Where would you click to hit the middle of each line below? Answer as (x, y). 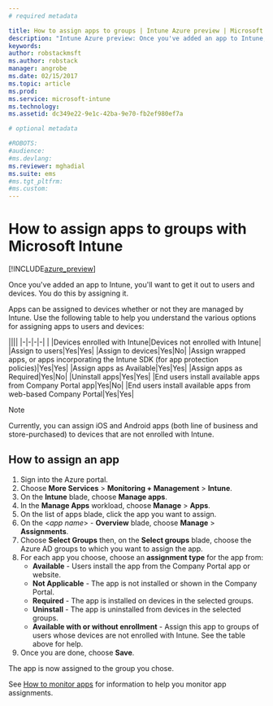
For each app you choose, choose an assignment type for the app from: (142, 557)
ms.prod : (23, 91)
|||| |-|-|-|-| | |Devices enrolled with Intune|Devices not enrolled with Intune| (135, 342)
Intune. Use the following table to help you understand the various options (132, 318)
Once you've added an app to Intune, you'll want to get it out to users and (132, 285)
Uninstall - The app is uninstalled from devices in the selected (136, 609)
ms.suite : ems (32, 173)
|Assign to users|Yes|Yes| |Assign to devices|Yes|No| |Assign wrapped (127, 351)
